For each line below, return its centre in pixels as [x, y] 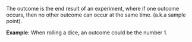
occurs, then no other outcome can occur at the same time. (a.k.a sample [96, 15]
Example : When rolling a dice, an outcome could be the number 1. [87, 33]
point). [14, 21]
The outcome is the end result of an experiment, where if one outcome [93, 9]
